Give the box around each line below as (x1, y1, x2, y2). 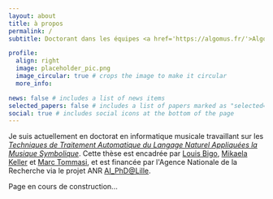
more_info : (15, 79, 53, 88)
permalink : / (8, 27, 53, 35)
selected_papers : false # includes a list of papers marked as (8, 102, 227, 110)
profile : (8, 50, 38, 58)
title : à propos (8, 19, 63, 28)
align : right (15, 57, 60, 65)
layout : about (8, 11, 57, 20)
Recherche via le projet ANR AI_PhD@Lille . (8, 166, 152, 175)
